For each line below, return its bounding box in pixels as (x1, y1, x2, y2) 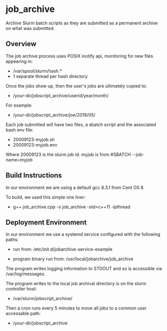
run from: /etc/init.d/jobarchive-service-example (12, 246, 113, 252)
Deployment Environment (5, 218, 87, 226)
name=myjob (5, 157, 33, 163)
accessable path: (5, 311, 41, 317)
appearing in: (5, 58, 33, 64)
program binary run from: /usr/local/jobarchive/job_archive (12, 256, 134, 262)
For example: (5, 102, 33, 108)
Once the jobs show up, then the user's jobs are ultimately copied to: (5, 83, 147, 89)
